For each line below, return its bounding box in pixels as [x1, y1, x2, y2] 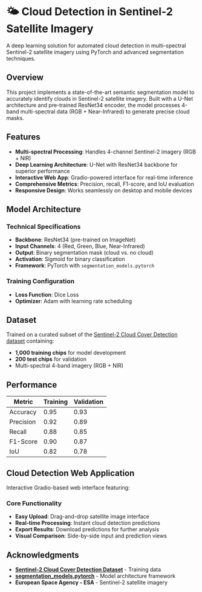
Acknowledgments [6, 550, 80, 560]
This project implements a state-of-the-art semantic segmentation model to [6, 89, 195, 96]
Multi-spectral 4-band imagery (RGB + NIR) [15, 362, 124, 369]
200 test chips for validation [15, 355, 86, 363]
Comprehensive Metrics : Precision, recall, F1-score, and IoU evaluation [15, 180, 195, 187]
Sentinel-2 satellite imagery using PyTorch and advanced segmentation [6, 48, 184, 55]
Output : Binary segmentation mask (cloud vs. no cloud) [15, 249, 154, 257]
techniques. [6, 55, 36, 62]
